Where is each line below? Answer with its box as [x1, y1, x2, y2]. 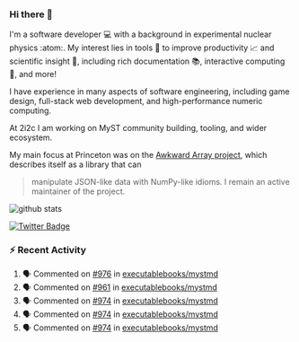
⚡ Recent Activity [9, 244, 87, 257]
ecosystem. [9, 132, 53, 143]
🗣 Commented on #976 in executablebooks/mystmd [22, 268, 218, 279]
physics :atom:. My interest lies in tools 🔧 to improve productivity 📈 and [9, 42, 275, 53]
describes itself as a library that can [9, 159, 142, 170]
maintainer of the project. [31, 186, 126, 197]
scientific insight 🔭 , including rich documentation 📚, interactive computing [9, 56, 286, 66]
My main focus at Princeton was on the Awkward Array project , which [9, 150, 268, 161]
